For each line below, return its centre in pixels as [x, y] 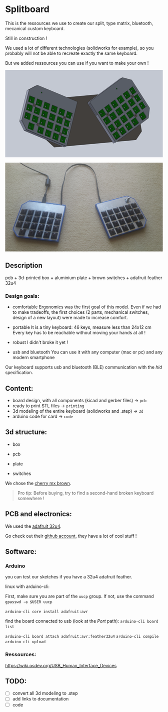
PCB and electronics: [39, 514]
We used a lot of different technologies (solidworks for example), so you [79, 48]
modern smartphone [33, 358]
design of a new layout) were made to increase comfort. [70, 318]
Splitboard [27, 9]
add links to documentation [40, 699]
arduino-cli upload [25, 642]
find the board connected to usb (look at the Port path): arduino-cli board [82, 621]
